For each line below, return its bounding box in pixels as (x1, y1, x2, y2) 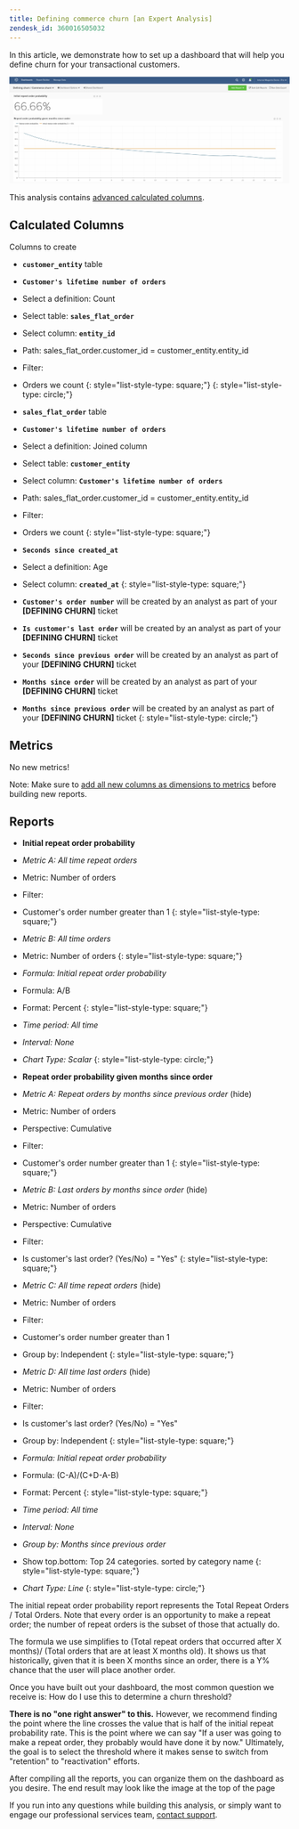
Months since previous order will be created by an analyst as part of (21, 703, 275, 713)
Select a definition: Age (21, 561, 109, 572)
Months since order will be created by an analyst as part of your (21, 676, 258, 687)
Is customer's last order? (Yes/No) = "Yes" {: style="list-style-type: (21, 1254, 269, 1264)
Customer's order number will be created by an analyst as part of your (21, 596, 278, 606)
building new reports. (9, 788, 87, 799)
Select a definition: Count (21, 293, 116, 304)
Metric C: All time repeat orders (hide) (21, 1280, 162, 1291)
